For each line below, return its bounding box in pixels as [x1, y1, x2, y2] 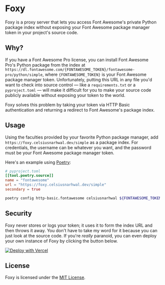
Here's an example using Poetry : [5, 159, 71, 165]
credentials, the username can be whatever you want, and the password [5, 144, 151, 150]
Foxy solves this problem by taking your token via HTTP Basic [5, 101, 130, 108]
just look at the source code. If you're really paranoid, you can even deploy [5, 233, 157, 238]
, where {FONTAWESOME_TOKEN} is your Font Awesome [42, 71, 147, 77]
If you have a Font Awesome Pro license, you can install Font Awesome [5, 57, 149, 63]
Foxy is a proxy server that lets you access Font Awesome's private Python [5, 19, 157, 25]
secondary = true [5, 187, 41, 192]
